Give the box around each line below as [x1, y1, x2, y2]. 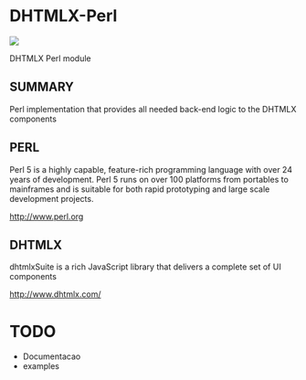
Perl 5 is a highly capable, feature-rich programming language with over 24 [9, 164, 292, 174]
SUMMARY [9, 79, 75, 95]
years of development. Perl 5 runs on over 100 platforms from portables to [9, 174, 290, 185]
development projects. [9, 193, 94, 204]
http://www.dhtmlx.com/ [9, 289, 101, 300]
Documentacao [22, 351, 81, 362]
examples [22, 361, 59, 372]
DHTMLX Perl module [9, 52, 91, 64]
